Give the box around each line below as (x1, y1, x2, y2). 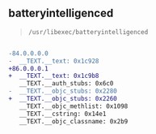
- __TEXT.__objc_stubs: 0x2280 (8, 87, 117, 96)
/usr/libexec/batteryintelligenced (27, 28, 149, 36)
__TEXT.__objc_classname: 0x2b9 (19, 117, 129, 125)
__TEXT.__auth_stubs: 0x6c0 (19, 80, 114, 88)
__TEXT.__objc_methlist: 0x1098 (19, 102, 129, 110)
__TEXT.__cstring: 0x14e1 (19, 110, 107, 118)
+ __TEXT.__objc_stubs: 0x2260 (8, 95, 117, 103)
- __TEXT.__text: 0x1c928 (8, 57, 99, 65)
